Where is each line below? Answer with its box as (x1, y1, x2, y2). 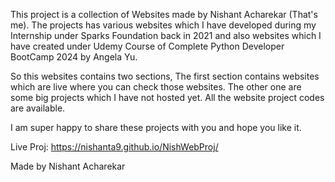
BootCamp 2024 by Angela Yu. (10, 51, 138, 63)
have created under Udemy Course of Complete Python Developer (10, 40, 285, 52)
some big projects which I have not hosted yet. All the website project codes (10, 92, 325, 103)
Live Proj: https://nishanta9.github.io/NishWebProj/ (10, 141, 219, 153)
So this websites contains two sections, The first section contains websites (10, 70, 320, 82)
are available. (10, 102, 66, 114)
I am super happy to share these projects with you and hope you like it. (10, 122, 302, 133)
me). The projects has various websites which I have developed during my (10, 19, 317, 31)
